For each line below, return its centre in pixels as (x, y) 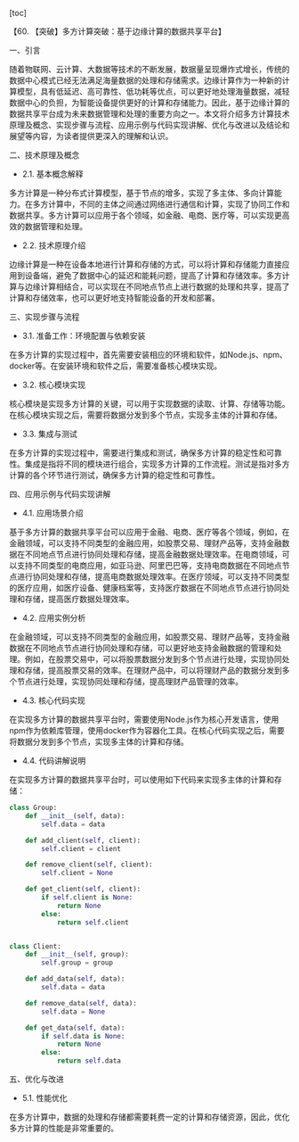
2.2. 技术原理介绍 (54, 245)
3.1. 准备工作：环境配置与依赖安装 (84, 335)
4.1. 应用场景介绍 (53, 513)
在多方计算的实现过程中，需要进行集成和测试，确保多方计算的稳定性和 (138, 453)
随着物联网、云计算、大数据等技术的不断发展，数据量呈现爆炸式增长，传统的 (149, 69)
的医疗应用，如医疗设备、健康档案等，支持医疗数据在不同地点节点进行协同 (145, 588)
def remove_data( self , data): (81, 1003)
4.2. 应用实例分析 (54, 618)
